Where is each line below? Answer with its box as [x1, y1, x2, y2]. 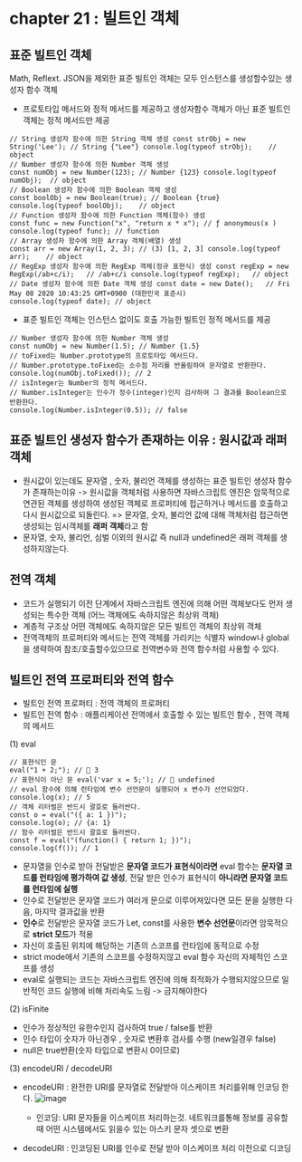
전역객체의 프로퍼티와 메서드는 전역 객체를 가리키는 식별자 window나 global [22, 631, 289, 643]
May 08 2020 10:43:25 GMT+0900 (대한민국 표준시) [9, 289, 187, 298]
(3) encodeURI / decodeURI [9, 1063, 113, 1074]
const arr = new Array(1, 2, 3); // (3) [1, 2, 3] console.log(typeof [9, 245, 281, 254]
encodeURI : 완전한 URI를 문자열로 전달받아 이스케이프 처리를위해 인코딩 [22, 1081, 280, 1092]
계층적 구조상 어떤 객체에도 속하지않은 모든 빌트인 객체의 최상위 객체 [22, 620, 262, 631]
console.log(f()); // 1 [9, 844, 99, 853]
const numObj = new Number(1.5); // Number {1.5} [9, 341, 201, 351]
